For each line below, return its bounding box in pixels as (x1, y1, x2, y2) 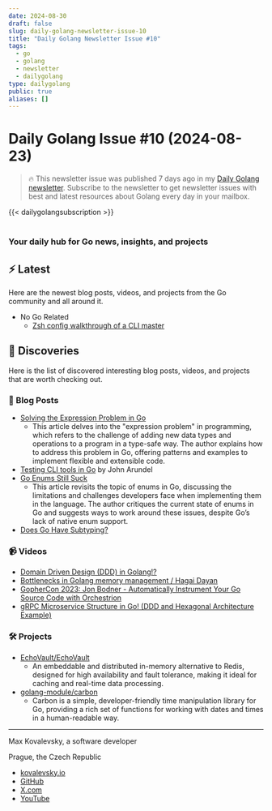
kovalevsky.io (19, 767, 66, 777)
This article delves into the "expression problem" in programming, (32, 422, 253, 431)
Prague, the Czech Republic (8, 752, 102, 762)
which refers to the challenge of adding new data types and (32, 431, 232, 440)
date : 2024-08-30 (8, 11, 67, 20)
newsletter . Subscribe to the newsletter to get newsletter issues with (28, 183, 257, 193)
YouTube (19, 793, 50, 803)
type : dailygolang (8, 79, 70, 88)
